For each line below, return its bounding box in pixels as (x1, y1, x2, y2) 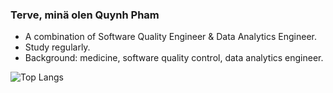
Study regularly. (24, 41, 91, 53)
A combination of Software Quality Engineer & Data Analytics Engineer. (24, 31, 317, 43)
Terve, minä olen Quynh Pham (10, 8, 160, 22)
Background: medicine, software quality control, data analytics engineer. (24, 52, 324, 64)
